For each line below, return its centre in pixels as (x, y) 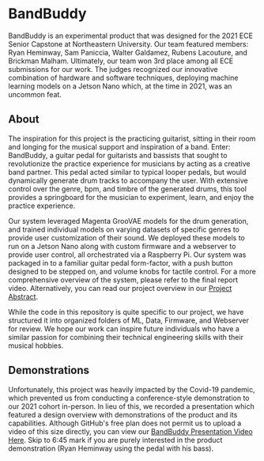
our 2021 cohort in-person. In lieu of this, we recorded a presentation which (131, 406)
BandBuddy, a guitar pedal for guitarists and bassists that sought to (118, 155)
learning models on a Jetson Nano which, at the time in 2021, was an (120, 86)
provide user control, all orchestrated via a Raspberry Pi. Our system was (127, 255)
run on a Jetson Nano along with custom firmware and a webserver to (122, 246)
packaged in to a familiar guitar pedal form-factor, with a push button (121, 263)
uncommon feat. (35, 94)
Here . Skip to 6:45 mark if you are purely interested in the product (115, 440)
